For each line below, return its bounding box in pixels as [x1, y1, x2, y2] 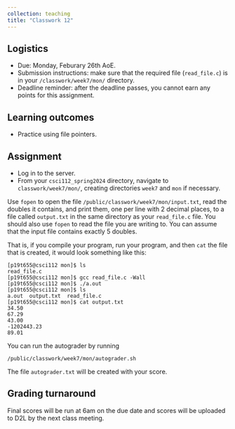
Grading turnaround [7, 388, 96, 400]
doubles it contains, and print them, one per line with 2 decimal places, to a [7, 205, 224, 213]
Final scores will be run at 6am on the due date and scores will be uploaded [7, 406, 226, 414]
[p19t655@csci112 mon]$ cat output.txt [7, 299, 124, 306]
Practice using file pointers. [17, 130, 97, 139]
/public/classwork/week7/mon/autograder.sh [7, 355, 137, 362]
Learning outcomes [7, 111, 95, 123]
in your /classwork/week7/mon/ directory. [17, 76, 135, 85]
